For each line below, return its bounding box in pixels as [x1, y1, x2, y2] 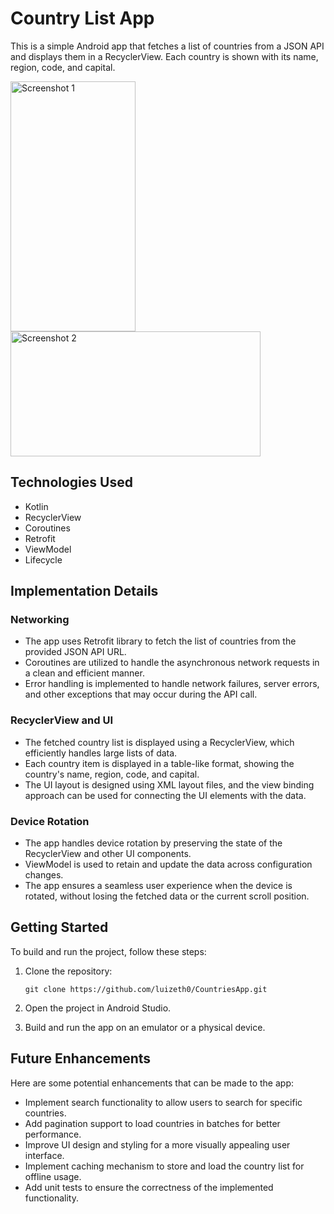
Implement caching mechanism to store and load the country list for [24, 1160, 305, 1172]
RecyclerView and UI [10, 713, 114, 727]
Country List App [10, 7, 155, 30]
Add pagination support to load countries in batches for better [24, 1117, 281, 1129]
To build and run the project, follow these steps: [10, 945, 207, 957]
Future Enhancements [10, 1050, 152, 1067]
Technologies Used [10, 474, 133, 491]
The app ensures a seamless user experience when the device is [24, 880, 293, 892]
